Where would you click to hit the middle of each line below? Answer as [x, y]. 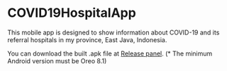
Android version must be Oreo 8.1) [57, 60]
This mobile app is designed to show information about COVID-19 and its [113, 32]
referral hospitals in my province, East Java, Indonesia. [87, 39]
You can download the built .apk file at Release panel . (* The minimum [110, 53]
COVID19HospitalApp [72, 13]
